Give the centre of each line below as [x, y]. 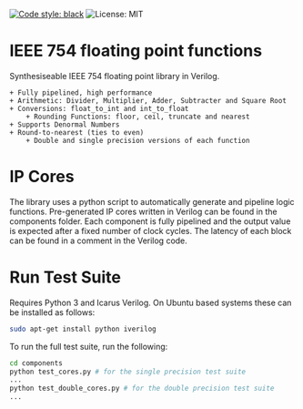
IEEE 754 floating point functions [136, 51]
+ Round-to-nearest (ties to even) [77, 132]
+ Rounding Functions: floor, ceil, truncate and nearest [138, 117]
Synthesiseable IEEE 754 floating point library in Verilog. [115, 76]
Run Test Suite [65, 277]
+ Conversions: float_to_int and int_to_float [99, 108]
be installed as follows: [52, 312]
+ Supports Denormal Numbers [65, 124]
